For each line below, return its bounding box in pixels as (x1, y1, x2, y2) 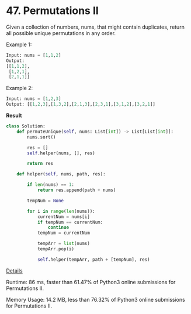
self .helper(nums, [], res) (27, 150, 95, 156)
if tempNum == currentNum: (37, 219, 103, 225)
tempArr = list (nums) (37, 241, 91, 247)
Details (6, 267, 23, 274)
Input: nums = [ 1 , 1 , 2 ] (6, 52, 61, 58)
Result (6, 112, 22, 119)
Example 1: (6, 41, 32, 48)
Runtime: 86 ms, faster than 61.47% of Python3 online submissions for (6, 278, 176, 285)
